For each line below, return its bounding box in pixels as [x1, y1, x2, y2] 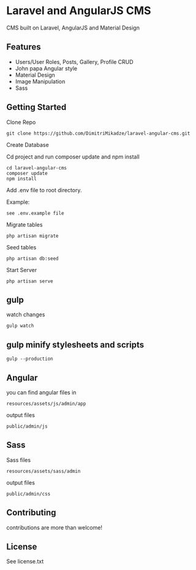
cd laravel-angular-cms [6, 165, 67, 171]
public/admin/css [6, 491, 51, 497]
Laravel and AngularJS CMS [6, 4, 151, 18]
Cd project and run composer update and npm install [6, 153, 140, 160]
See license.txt [6, 558, 44, 565]
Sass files [6, 456, 31, 464]
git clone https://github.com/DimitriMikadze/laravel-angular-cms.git [6, 130, 190, 136]
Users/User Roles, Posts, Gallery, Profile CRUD [15, 58, 134, 65]
